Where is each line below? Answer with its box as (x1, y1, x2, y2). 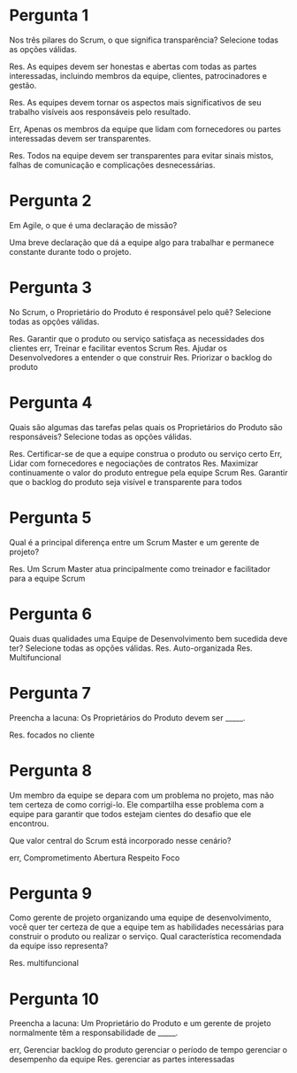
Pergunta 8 (9, 760, 93, 780)
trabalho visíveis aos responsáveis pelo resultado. (9, 106, 192, 117)
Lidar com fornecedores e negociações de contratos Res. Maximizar (9, 458, 259, 468)
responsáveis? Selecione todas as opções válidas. (9, 431, 193, 442)
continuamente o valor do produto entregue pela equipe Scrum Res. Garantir (9, 467, 288, 478)
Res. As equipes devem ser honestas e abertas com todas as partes (9, 61, 257, 72)
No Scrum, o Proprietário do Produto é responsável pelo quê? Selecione (9, 306, 271, 317)
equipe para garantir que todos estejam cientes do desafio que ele (9, 808, 252, 819)
